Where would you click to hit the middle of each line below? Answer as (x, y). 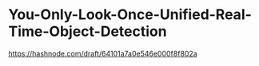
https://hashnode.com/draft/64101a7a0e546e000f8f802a (103, 53)
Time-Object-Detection (88, 31)
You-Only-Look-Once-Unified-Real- (130, 15)
